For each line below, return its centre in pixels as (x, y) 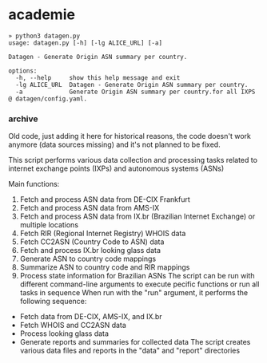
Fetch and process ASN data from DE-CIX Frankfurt (105, 199)
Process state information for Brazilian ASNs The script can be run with (137, 276)
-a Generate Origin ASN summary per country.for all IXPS (135, 92)
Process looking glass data (64, 333)
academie (42, 15)
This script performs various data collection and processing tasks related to (133, 160)
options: (23, 71)
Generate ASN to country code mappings (88, 259)
